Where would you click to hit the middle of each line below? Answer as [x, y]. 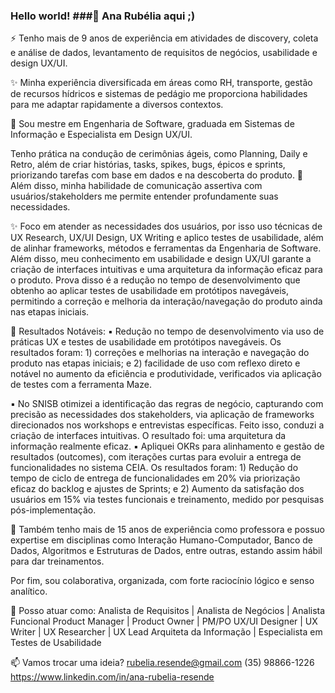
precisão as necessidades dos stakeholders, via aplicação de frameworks [162, 415]
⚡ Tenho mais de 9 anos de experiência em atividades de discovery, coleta [164, 38]
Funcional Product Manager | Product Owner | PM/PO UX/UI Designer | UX [164, 621]
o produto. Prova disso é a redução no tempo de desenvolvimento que [155, 280]
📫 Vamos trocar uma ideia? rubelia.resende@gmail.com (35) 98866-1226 [162, 663]
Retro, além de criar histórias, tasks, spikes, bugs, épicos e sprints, [148, 165]
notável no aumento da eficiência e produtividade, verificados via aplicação [166, 374]
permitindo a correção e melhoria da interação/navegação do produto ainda [166, 301]
